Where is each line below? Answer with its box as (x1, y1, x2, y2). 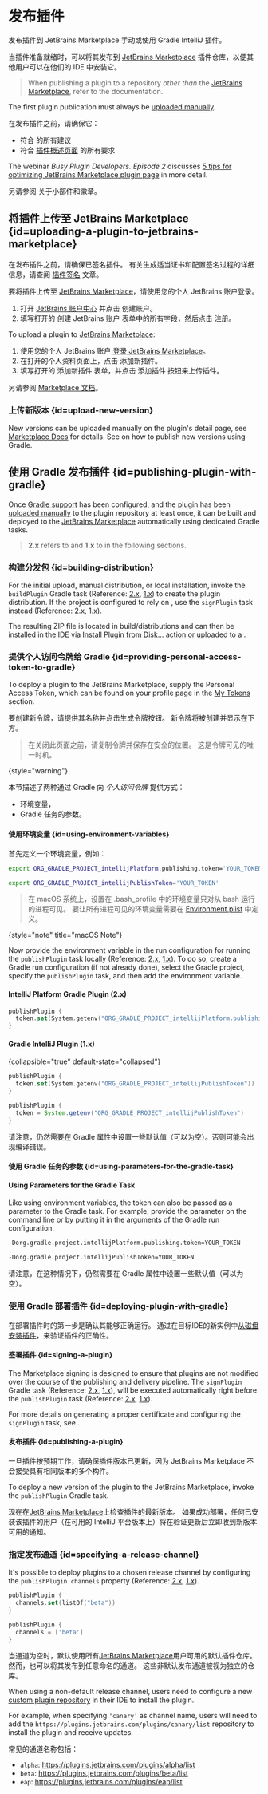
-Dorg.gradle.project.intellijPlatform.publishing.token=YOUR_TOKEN (8, 1239, 241, 1247)
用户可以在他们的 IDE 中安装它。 (14, 61, 122, 72)
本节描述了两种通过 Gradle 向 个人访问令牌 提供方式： (8, 783, 185, 792)
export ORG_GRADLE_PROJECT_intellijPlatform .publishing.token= (8, 864, 223, 872)
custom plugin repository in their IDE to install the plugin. (8, 1695, 195, 1705)
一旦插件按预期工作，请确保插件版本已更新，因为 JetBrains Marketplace (8, 1456, 246, 1465)
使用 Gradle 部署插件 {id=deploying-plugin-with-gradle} (8, 1301, 229, 1312)
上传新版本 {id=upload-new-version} (8, 405, 154, 416)
